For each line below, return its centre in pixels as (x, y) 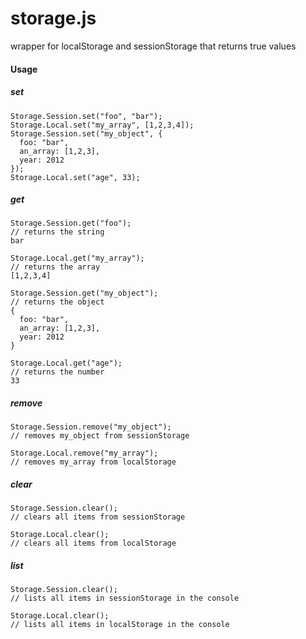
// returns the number (57, 372)
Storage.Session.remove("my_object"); (91, 427)
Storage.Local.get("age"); (66, 363)
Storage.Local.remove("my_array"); (84, 453)
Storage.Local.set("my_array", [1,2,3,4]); (102, 125)
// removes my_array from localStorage (93, 462)
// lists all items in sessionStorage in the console (125, 598)
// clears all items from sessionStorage (98, 517)
